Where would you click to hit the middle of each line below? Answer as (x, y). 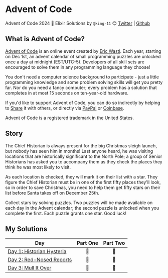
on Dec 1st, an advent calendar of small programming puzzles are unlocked (83, 56)
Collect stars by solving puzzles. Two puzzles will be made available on (79, 203)
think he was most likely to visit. (38, 167)
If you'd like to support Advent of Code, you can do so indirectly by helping (83, 103)
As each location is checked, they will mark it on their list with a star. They (81, 176)
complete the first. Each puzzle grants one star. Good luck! (66, 213)
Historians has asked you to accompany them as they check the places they (84, 161)
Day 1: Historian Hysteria (37, 251)
